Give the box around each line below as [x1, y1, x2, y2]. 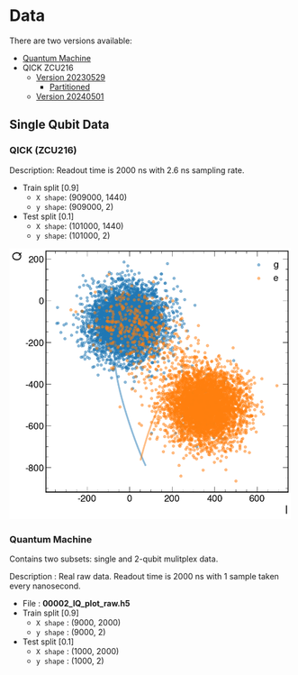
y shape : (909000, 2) [35, 201, 114, 212]
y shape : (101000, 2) [35, 230, 111, 241]
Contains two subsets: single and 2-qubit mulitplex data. [9, 553, 219, 564]
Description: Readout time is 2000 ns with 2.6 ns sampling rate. [9, 164, 245, 176]
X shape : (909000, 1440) [35, 191, 128, 203]
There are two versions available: [9, 35, 132, 46]
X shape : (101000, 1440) [35, 220, 124, 231]
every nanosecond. [9, 580, 81, 591]
